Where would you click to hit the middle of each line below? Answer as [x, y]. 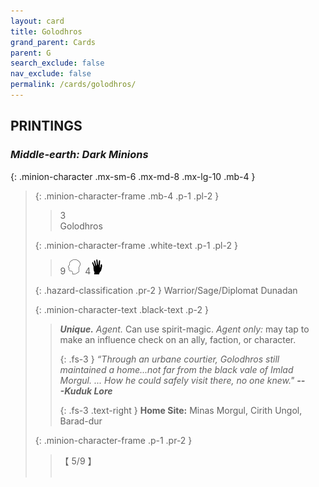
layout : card [37, 21]
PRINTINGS [46, 126]
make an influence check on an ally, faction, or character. [178, 339]
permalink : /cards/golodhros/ [73, 85]
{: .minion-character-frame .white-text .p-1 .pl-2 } [136, 245]
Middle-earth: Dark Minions [79, 155]
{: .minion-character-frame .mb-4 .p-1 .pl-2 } [127, 196]
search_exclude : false [57, 63]
